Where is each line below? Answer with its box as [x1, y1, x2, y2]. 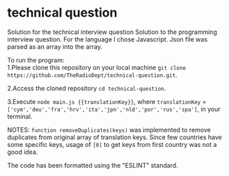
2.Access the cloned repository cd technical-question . [7, 84, 166, 92]
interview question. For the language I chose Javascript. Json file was [7, 35, 207, 43]
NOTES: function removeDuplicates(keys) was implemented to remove [7, 125, 211, 134]
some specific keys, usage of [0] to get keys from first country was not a [7, 140, 217, 148]
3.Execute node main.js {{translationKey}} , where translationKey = [7, 97, 207, 105]
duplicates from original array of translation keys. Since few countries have [7, 133, 223, 141]
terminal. [7, 112, 33, 121]
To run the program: [7, 55, 65, 64]
